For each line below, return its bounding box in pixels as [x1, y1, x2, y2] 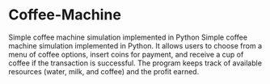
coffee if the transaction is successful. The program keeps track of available [8, 58, 263, 68]
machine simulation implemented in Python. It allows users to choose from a [8, 40, 263, 50]
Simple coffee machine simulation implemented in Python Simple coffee [8, 32, 248, 42]
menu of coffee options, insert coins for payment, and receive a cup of [8, 49, 244, 59]
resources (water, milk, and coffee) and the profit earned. [8, 66, 200, 76]
